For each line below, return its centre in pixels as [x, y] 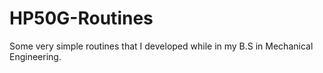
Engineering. [35, 56]
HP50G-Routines [81, 18]
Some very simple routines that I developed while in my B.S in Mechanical [161, 46]
